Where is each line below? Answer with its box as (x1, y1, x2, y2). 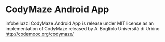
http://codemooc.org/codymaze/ (5, 31, 74, 37)
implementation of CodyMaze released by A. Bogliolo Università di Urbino (5, 25, 160, 31)
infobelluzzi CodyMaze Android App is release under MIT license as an (5, 20, 154, 26)
